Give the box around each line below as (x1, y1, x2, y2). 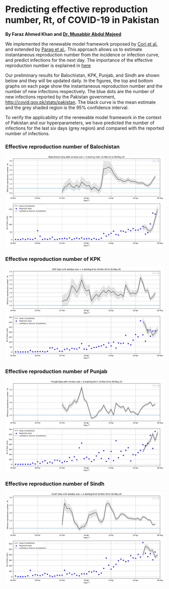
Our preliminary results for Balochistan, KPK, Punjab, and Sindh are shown (5, 72, 160, 78)
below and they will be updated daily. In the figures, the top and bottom (5, 77, 153, 84)
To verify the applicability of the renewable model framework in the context (5, 114, 162, 120)
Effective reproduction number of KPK (5, 255, 101, 262)
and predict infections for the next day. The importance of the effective (5, 57, 153, 63)
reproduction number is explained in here (5, 62, 91, 68)
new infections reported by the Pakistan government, (5, 94, 116, 100)
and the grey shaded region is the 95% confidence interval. (5, 104, 129, 110)
